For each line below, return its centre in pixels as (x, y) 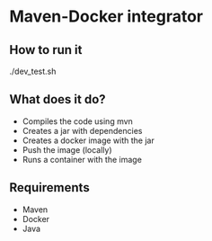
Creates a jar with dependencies (82, 130)
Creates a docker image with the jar (88, 140)
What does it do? (57, 99)
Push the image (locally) (67, 149)
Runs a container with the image (82, 159)
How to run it (46, 50)
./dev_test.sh (33, 71)
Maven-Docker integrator (106, 17)
